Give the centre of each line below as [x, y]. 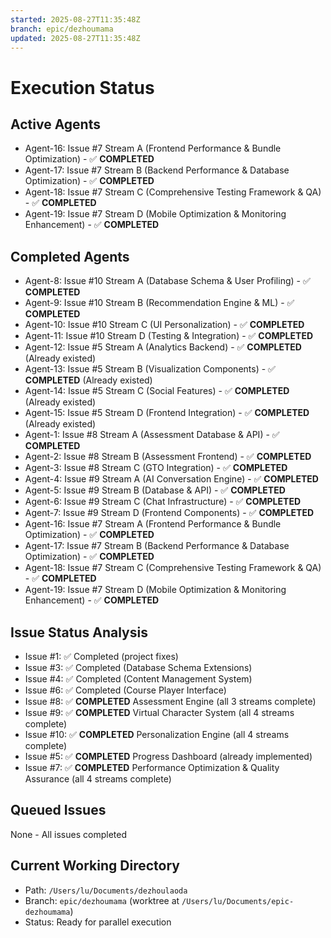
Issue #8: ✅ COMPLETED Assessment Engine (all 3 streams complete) [170, 701]
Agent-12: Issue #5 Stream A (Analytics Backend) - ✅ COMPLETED [163, 347]
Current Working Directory [95, 866]
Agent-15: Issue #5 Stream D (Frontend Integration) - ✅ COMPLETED [167, 413]
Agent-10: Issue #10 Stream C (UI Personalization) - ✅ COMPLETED [164, 325]
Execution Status [82, 87]
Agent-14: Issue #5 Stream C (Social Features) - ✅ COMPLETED [157, 391]
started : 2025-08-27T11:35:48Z [75, 19]
